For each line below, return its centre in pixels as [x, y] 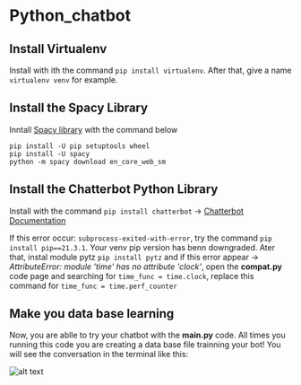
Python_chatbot [70, 16]
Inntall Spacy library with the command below [94, 129]
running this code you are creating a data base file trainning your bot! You [145, 345]
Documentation [38, 220]
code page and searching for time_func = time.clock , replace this [132, 276]
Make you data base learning [92, 314]
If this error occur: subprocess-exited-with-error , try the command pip [141, 238]
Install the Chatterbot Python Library [114, 189]
